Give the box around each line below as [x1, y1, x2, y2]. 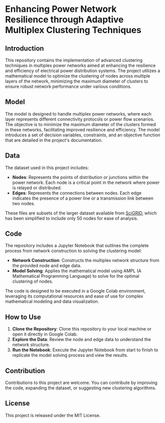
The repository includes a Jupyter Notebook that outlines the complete [5, 243, 149, 249]
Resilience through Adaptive [5, 14, 124, 25]
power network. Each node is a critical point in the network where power [12, 179, 160, 185]
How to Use [5, 313, 41, 321]
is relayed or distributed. [12, 184, 62, 191]
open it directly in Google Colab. [12, 331, 78, 337]
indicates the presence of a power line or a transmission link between [12, 195, 154, 201]
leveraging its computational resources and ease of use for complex [5, 293, 143, 299]
